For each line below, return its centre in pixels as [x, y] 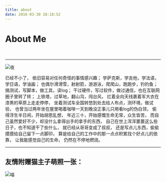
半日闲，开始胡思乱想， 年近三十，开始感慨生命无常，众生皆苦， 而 [86, 115]
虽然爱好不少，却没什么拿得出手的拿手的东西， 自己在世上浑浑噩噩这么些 [83, 121]
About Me [26, 39]
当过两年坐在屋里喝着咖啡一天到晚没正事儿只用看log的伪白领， [87, 109]
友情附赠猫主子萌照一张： [44, 162]
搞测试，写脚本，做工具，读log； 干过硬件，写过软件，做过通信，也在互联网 [83, 90]
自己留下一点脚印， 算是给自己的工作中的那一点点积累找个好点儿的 [86, 134]
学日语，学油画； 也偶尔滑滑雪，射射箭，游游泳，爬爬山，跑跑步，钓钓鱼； [82, 84]
